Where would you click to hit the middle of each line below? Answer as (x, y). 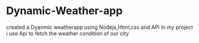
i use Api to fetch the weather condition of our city (68, 33)
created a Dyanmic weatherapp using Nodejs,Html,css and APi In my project (99, 27)
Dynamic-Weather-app (64, 11)
